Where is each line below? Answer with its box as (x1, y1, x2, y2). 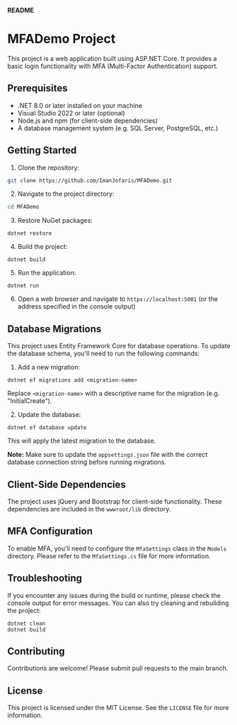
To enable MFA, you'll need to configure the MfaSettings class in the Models (7, 544, 227, 553)
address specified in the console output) (17, 302, 136, 311)
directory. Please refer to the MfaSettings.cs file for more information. (7, 551, 211, 560)
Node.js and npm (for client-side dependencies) (17, 116, 158, 125)
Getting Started (7, 145, 77, 157)
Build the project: (17, 243, 68, 251)
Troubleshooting (7, 572, 83, 585)
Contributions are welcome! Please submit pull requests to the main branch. (7, 664, 229, 673)
